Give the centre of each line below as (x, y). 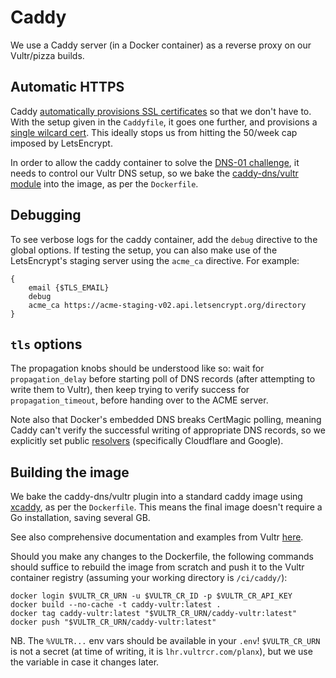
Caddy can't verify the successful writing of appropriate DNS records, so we (168, 430)
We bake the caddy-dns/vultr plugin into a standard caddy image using (156, 497)
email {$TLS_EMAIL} (69, 287)
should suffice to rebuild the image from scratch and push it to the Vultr (157, 567)
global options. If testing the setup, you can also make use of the (144, 250)
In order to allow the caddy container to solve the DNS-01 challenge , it (155, 162)
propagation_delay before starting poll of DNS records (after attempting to (163, 379)
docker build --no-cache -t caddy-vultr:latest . (116, 605)
